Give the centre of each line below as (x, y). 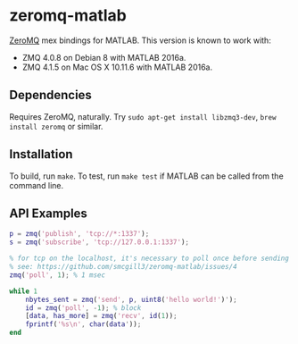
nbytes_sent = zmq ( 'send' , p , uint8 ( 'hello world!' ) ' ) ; (132, 299)
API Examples (48, 213)
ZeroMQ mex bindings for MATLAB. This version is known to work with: (141, 40)
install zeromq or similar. (56, 126)
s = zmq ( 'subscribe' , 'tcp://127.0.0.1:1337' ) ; (99, 242)
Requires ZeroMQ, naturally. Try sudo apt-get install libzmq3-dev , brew (143, 116)
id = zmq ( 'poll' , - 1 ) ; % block (83, 308)
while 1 (24, 291)
